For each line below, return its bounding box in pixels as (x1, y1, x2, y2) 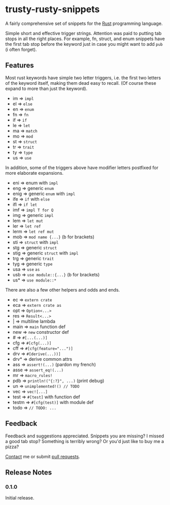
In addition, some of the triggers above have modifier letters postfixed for (5, 164, 159, 171)
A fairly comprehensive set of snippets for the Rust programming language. (5, 20, 163, 26)
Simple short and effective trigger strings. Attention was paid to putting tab (5, 30, 162, 36)
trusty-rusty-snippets (5, 4, 100, 15)
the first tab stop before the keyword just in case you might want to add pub (5, 41, 163, 47)
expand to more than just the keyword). (5, 85, 88, 91)
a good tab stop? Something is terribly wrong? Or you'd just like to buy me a (5, 438, 164, 444)
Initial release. (5, 495, 35, 501)
